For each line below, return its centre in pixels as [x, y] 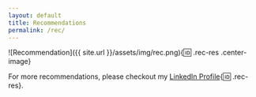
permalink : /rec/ [37, 30]
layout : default [35, 15]
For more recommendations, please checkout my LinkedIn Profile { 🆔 [120, 76]
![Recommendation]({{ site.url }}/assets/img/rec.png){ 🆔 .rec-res [114, 53]
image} [20, 62]
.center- [234, 53]
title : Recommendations [47, 23]
